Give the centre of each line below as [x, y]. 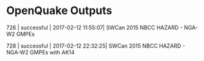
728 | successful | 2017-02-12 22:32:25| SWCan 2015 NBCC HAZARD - [96, 46]
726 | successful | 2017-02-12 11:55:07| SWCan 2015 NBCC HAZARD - [94, 27]
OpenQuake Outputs [59, 11]
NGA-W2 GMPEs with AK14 [40, 52]
